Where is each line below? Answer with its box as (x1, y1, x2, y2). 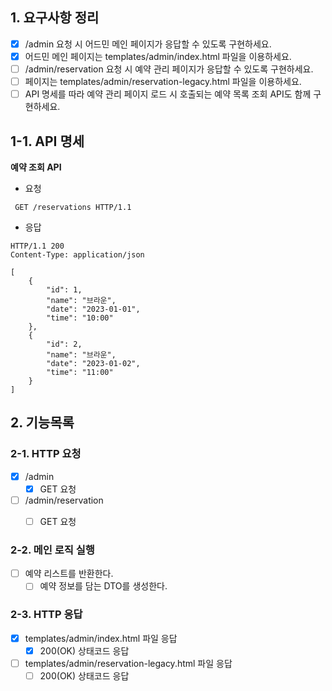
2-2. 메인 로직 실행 (10, 543, 95, 557)
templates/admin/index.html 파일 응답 (24, 632, 178, 644)
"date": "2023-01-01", (46, 304, 141, 314)
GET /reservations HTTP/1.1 (14, 202, 132, 212)
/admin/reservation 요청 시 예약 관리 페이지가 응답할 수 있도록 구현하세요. (24, 63, 314, 75)
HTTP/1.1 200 (10, 241, 65, 251)
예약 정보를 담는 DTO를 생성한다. (39, 580, 168, 592)
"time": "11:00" (46, 367, 114, 377)
